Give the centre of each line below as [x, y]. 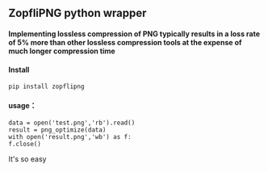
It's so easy [27, 159]
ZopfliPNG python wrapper [77, 13]
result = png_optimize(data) [57, 130]
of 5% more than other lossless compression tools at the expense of [125, 42]
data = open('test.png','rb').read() [72, 123]
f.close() [25, 145]
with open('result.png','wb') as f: [70, 137]
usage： [23, 105]
